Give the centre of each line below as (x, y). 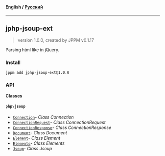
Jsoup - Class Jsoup (32, 148)
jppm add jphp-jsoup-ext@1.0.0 (37, 73)
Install (13, 62)
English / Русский (24, 7)
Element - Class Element (36, 138)
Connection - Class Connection (43, 117)
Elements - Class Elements (39, 143)
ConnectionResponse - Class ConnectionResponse (62, 127)
